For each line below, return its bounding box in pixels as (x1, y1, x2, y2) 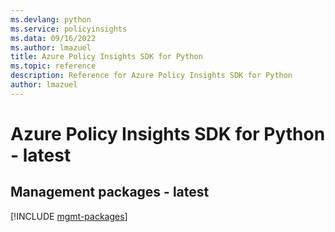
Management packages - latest (10, 184, 210, 201)
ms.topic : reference (10, 61, 97, 71)
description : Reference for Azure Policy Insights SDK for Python (10, 71, 293, 81)
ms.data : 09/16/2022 (10, 33, 97, 43)
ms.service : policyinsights (10, 24, 128, 34)
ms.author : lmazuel (10, 42, 92, 53)
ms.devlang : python (10, 14, 92, 25)
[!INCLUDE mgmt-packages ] (10, 210, 128, 222)
